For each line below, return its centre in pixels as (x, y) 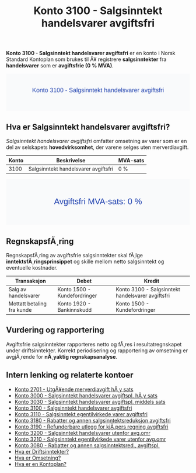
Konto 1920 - (74, 304)
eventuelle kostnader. (32, 268)
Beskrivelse (71, 160)
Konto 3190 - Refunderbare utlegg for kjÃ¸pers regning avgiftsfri (91, 427)
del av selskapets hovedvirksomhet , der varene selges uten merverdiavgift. (97, 147)
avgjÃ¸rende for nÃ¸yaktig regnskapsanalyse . (62, 356)
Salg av (17, 290)
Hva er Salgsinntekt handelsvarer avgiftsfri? (88, 127)
